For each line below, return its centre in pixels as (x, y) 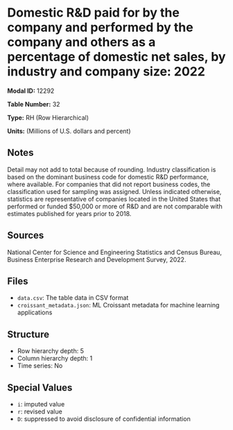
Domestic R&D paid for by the (94, 13)
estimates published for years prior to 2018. (69, 213)
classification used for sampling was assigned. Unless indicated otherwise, (114, 191)
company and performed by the (100, 27)
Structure (28, 334)
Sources (26, 236)
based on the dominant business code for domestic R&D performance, (108, 177)
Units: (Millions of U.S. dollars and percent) (69, 131)
